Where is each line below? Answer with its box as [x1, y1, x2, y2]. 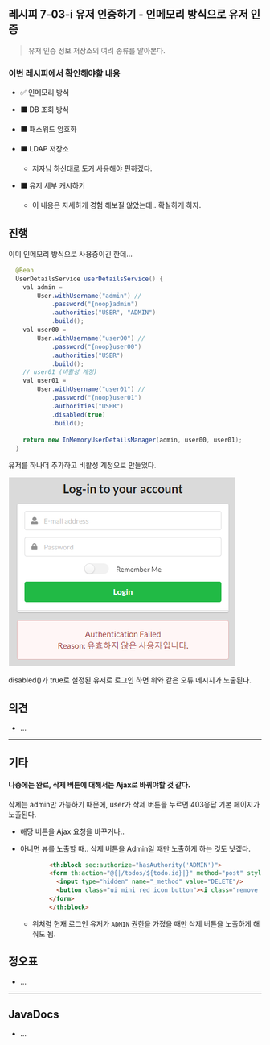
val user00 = [22, 326, 67, 334]
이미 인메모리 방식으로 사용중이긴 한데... [8, 249, 133, 259]
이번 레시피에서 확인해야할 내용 [8, 68, 121, 79]
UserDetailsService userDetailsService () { [15, 275, 163, 283]
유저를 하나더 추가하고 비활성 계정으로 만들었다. [8, 460, 157, 470]
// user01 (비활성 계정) [22, 368, 98, 376]
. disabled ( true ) [51, 410, 106, 419]
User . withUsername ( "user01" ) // [37, 385, 146, 393]
